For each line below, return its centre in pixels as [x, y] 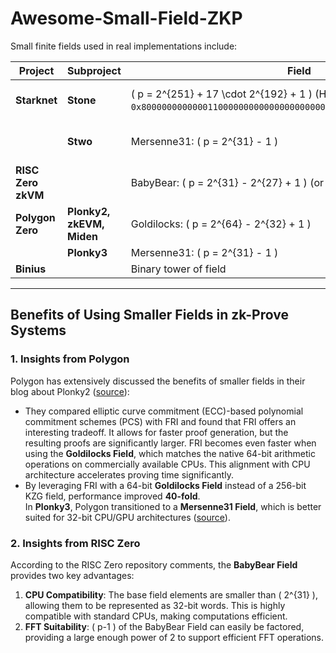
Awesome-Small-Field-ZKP [126, 18]
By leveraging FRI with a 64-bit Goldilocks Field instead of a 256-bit [165, 485]
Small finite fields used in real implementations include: [124, 46]
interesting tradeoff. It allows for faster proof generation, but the [156, 432]
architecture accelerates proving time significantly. [129, 474]
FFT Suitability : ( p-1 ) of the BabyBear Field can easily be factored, [164, 626]
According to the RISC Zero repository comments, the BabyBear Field [154, 564]
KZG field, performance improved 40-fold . [112, 496]
